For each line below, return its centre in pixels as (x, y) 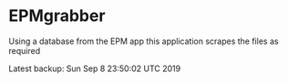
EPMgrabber (57, 16)
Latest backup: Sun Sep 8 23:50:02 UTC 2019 (95, 68)
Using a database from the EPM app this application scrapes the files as (144, 41)
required (25, 50)
